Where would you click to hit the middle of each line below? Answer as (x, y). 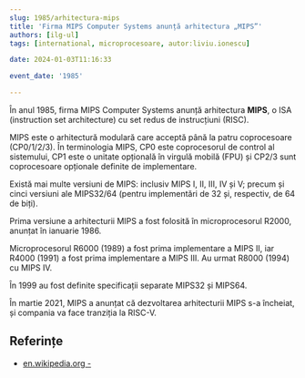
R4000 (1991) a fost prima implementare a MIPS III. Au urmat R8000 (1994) (149, 258)
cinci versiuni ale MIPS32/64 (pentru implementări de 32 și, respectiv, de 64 (152, 194)
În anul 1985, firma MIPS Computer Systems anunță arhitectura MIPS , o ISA (151, 110)
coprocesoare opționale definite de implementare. (103, 166)
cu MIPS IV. (31, 268)
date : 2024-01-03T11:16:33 (61, 60)
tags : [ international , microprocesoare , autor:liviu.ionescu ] (130, 43)
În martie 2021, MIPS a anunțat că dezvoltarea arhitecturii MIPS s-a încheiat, (152, 303)
